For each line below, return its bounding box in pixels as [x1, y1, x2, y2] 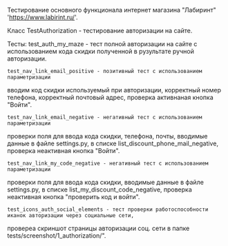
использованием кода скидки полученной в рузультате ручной [7, 48, 195, 55]
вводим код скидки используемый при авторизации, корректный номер [7, 86, 221, 94]
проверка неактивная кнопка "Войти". [7, 147, 120, 154]
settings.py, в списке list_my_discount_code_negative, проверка [7, 185, 192, 194]
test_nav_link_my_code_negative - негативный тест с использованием [7, 160, 209, 167]
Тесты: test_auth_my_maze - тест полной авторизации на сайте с [7, 40, 198, 48]
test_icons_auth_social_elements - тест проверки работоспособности [7, 206, 209, 213]
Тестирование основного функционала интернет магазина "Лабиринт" [7, 6, 216, 14]
